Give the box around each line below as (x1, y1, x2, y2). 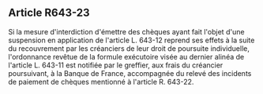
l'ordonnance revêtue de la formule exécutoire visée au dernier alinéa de (8, 52, 245, 61)
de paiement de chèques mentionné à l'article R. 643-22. (8, 77, 194, 86)
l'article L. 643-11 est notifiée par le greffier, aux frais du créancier (8, 60, 224, 70)
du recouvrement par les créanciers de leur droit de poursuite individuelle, (8, 43, 250, 53)
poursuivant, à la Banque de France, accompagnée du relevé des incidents (8, 68, 252, 78)
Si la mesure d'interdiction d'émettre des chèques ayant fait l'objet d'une (8, 27, 245, 36)
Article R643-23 (8, 6, 90, 20)
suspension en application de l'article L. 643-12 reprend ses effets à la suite (8, 35, 255, 45)
